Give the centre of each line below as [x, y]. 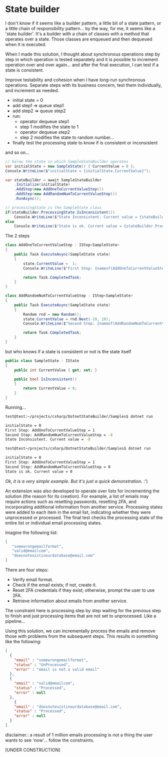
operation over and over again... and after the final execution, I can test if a [82, 65]
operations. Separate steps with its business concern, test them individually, [84, 85]
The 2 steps [17, 236]
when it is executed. [26, 44]
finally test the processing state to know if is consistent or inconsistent [85, 143]
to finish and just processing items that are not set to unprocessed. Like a [81, 616]
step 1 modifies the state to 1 [49, 127]
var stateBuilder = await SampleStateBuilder [53, 180]
